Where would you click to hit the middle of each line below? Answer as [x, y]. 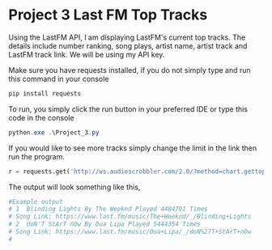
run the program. [36, 156]
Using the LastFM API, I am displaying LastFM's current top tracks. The [127, 37]
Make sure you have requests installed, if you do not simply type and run [130, 70]
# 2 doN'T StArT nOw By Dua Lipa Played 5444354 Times [104, 224]
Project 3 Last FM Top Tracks [108, 15]
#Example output [36, 201]
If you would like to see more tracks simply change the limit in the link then [133, 148]
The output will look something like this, [74, 187]
